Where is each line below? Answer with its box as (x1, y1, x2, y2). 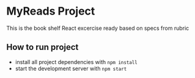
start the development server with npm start (15, 65, 127, 72)
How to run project (6, 42, 79, 52)
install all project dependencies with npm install (15, 58, 138, 65)
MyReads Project (6, 4, 95, 18)
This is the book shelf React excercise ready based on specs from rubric (6, 24, 189, 32)
